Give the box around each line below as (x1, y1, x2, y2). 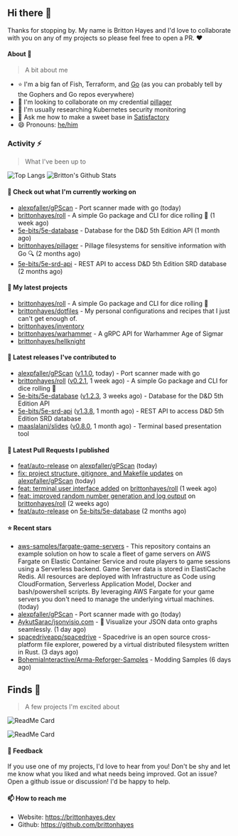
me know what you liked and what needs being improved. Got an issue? (7, 770, 218, 778)
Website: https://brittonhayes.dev (17, 813, 116, 821)
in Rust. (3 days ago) (17, 648, 79, 657)
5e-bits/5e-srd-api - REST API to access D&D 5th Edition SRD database (17, 259, 227, 268)
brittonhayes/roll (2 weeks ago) (17, 499, 110, 508)
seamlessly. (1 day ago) (17, 625, 87, 634)
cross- (191, 633, 211, 641)
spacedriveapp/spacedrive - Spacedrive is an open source (17, 633, 190, 641)
